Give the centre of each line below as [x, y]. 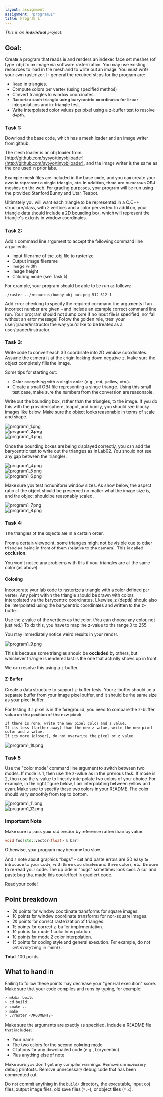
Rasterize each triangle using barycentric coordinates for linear [75, 100]
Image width [24, 266]
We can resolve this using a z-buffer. [42, 667]
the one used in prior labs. [31, 168]
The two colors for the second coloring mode [57, 1045]
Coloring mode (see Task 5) [40, 276]
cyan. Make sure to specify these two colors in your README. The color [77, 789]
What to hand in [30, 972]
